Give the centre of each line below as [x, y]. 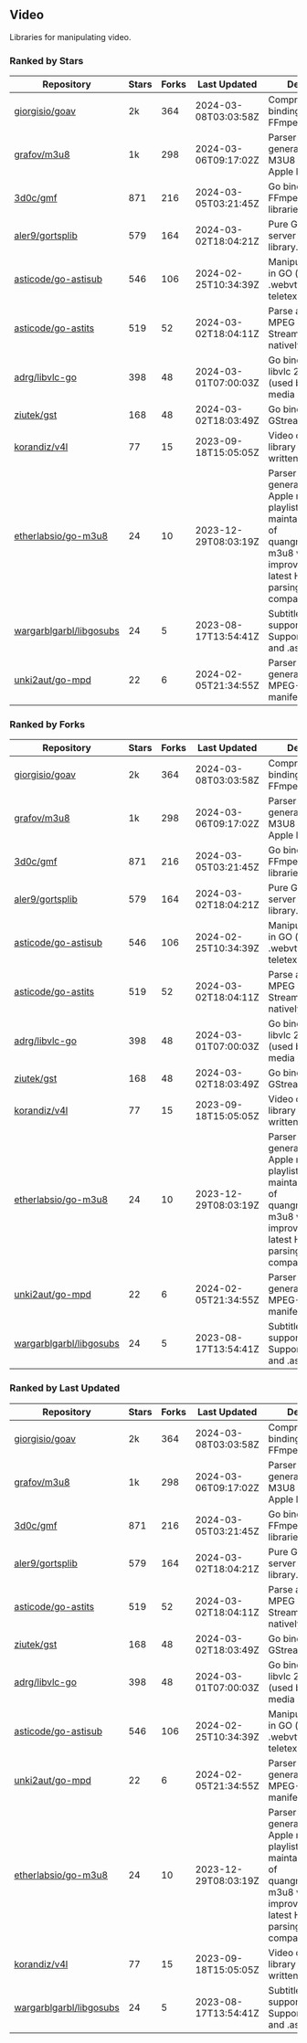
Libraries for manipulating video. [70, 37]
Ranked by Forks [47, 725]
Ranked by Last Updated [65, 1388]
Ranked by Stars [47, 60]
